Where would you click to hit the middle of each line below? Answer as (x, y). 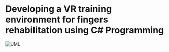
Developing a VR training (59, 9)
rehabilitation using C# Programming (85, 30)
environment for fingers (57, 20)
